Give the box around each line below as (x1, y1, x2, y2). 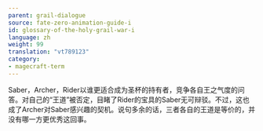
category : (8, 56, 41, 64)
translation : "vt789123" (8, 48, 89, 56)
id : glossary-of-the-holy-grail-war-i (8, 26, 135, 34)
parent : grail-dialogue (8, 11, 86, 20)
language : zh (8, 33, 51, 42)
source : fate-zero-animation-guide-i (8, 19, 132, 27)
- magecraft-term (8, 63, 65, 71)
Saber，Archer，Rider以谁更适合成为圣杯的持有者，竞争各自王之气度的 (8, 85, 238, 94)
